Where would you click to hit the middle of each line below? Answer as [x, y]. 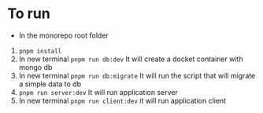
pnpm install [40, 51]
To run [29, 14]
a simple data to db [50, 84]
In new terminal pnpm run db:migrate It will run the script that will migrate [137, 75]
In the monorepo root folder [64, 35]
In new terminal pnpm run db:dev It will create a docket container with [131, 59]
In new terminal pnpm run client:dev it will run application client [122, 100]
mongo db [35, 67]
